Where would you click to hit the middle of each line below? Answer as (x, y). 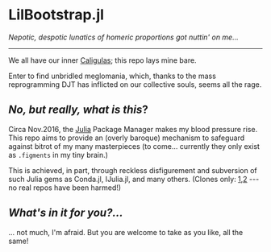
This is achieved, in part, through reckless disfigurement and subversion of (133, 170)
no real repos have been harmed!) (65, 188)
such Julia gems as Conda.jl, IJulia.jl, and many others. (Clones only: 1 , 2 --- (134, 179)
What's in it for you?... (66, 213)
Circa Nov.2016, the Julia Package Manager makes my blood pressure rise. (133, 129)
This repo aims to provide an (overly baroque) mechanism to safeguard (127, 138)
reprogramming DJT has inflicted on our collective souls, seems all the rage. (135, 84)
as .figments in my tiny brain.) (58, 155)
